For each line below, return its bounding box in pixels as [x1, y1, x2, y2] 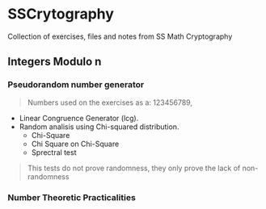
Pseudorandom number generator [7, 79, 145, 90]
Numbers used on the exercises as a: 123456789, [27, 98, 193, 107]
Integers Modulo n [7, 55, 102, 69]
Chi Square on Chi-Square [31, 139, 120, 148]
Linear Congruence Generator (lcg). [19, 113, 139, 123]
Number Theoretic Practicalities [7, 191, 137, 203]
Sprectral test [31, 147, 77, 157]
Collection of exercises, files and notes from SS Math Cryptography [7, 31, 233, 41]
